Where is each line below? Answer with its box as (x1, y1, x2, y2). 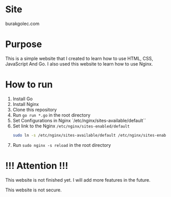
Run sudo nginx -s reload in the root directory (12, 142, 111, 148)
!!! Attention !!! (5, 160, 68, 171)
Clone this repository (12, 106, 57, 113)
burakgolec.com (5, 20, 40, 27)
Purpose (5, 38, 42, 50)
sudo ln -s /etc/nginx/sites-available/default (12, 133, 116, 138)
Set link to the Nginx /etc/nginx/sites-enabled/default (12, 123, 130, 129)
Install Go (12, 96, 33, 102)
